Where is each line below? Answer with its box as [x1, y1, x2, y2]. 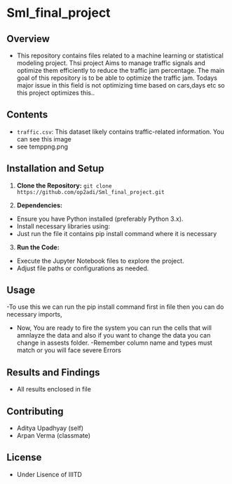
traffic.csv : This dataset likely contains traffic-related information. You [16, 127, 225, 136]
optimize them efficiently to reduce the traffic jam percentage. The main [16, 67, 225, 74]
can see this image [16, 134, 71, 143]
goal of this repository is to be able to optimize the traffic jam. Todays [16, 74, 218, 82]
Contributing [6, 405, 64, 417]
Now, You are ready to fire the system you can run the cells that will [16, 324, 212, 332]
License [6, 452, 42, 464]
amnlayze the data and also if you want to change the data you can [16, 331, 211, 340]
